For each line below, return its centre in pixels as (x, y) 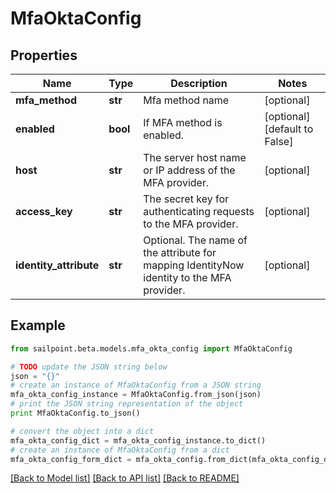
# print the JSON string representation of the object (127, 404)
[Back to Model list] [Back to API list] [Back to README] (125, 478)
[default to (289, 129)
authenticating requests (199, 211)
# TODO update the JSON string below (89, 367)
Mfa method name (186, 100)
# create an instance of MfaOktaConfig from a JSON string (136, 385)
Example (38, 325)
